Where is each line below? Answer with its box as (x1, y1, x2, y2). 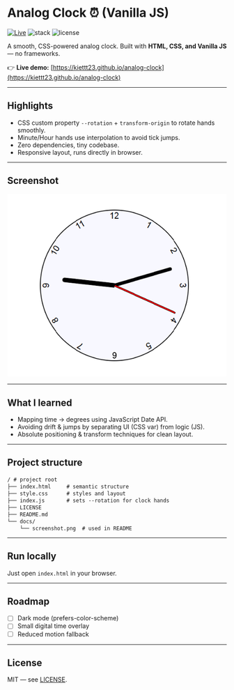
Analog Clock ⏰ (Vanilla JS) (7, 5, 169, 21)
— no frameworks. (7, 49, 61, 57)
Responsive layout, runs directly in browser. (17, 148, 143, 156)
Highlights (7, 100, 54, 112)
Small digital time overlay (17, 622, 90, 630)
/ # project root (7, 476, 58, 483)
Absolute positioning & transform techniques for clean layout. (17, 430, 194, 438)
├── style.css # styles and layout (7, 490, 127, 497)
